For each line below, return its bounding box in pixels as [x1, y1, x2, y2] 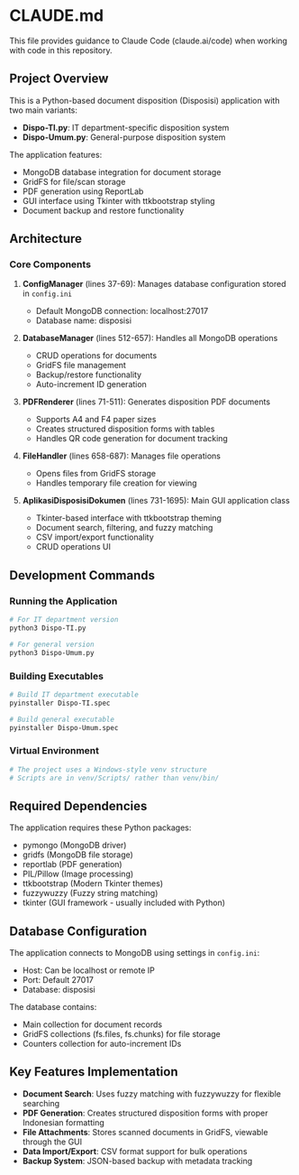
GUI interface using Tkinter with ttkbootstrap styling [22, 195, 215, 206]
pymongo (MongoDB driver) [22, 840, 127, 851]
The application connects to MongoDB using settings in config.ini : [9, 948, 260, 958]
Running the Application [9, 595, 118, 607]
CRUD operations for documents [35, 350, 158, 361]
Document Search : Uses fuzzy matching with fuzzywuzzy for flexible [22, 1088, 282, 1099]
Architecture [9, 231, 83, 246]
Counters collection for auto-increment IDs [22, 1039, 182, 1050]
